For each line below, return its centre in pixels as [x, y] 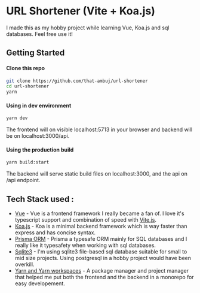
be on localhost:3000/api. [38, 136]
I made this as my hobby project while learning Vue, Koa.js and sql [88, 28]
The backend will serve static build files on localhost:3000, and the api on [97, 174]
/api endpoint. [23, 180]
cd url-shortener [28, 86]
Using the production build [40, 149]
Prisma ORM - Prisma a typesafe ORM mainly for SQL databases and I [101, 239]
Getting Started [36, 53]
